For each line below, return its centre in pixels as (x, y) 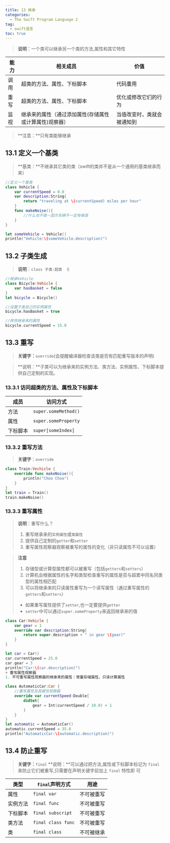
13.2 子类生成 (26, 256)
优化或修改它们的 (137, 97)
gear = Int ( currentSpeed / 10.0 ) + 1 (72, 705)
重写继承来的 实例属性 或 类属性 (54, 534)
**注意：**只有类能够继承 (44, 136)
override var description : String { (51, 630)
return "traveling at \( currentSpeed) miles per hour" (82, 201)
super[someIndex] (54, 431)
